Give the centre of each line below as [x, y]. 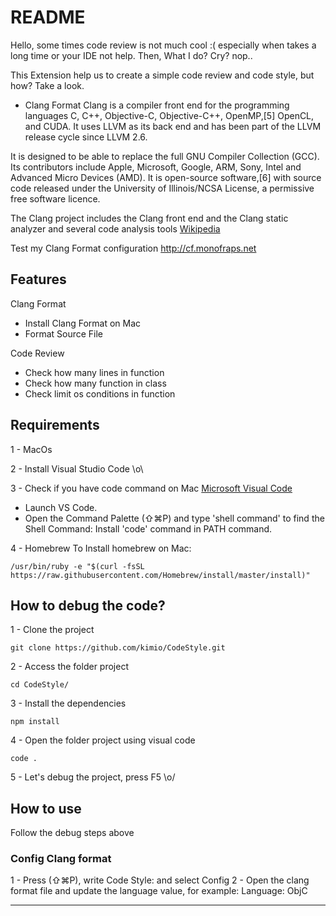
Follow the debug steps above [72, 833]
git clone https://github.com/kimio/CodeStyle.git [118, 648]
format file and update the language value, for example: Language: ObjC [159, 891]
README [48, 17]
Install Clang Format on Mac [83, 323]
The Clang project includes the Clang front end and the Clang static [149, 218]
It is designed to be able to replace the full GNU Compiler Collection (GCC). [165, 156]
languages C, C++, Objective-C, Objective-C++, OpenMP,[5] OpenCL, [169, 115]
